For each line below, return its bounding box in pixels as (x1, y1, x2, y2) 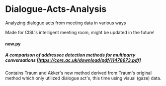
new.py (5, 41, 21, 46)
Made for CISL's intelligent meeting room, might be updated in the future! (5, 29, 155, 35)
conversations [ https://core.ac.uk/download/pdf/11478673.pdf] (5, 57, 141, 63)
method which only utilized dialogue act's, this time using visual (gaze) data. (5, 75, 162, 81)
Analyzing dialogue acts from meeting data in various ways (5, 20, 126, 26)
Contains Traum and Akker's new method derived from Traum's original (5, 70, 152, 76)
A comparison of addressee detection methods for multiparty (5, 52, 136, 58)
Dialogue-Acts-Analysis (5, 3, 107, 15)
